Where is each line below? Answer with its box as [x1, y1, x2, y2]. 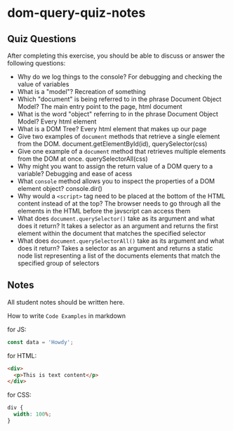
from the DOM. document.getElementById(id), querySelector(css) [17, 140, 208, 148]
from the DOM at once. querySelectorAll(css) [17, 154, 149, 163]
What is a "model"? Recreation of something [17, 88, 146, 95]
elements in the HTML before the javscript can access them [17, 207, 191, 215]
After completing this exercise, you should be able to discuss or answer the [7, 51, 225, 60]
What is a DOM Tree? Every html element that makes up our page [17, 125, 207, 133]
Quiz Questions [7, 33, 76, 45]
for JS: [7, 325, 27, 333]
